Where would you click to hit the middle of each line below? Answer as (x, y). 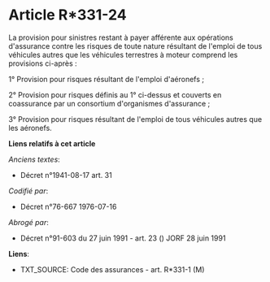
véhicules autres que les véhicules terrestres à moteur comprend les (123, 54)
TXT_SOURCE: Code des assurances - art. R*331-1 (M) (112, 269)
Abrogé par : (28, 222)
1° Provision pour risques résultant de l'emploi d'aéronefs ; (107, 79)
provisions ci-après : (43, 63)
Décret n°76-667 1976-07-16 (68, 206)
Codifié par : (28, 191)
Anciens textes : (35, 159)
